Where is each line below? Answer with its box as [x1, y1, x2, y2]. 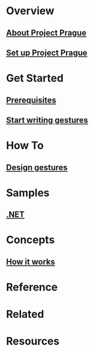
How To [6, 139, 44, 152]
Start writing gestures [6, 115, 88, 125]
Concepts [6, 233, 55, 247]
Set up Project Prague [6, 47, 88, 57]
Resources [6, 334, 60, 348]
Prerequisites [6, 95, 56, 105]
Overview [6, 4, 55, 18]
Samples [6, 186, 50, 199]
